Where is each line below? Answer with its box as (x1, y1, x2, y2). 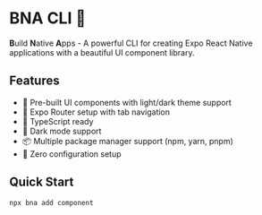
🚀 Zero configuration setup (21, 148, 123, 159)
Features (9, 73, 60, 89)
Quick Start (9, 175, 74, 190)
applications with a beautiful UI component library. (9, 47, 195, 57)
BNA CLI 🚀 (9, 8, 87, 29)
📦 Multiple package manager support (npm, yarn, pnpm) (21, 135, 234, 146)
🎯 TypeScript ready (21, 116, 94, 126)
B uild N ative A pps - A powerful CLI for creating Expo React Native (9, 38, 253, 48)
